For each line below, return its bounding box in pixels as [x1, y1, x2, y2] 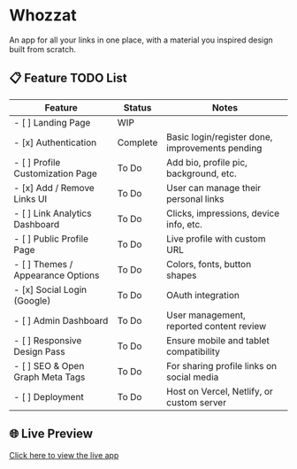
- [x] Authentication [13, 136, 97, 149]
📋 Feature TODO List [9, 71, 127, 86]
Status [123, 101, 152, 113]
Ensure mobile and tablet [166, 334, 270, 346]
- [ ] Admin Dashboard [13, 314, 109, 327]
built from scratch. [9, 43, 77, 54]
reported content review [166, 319, 267, 332]
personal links [166, 192, 225, 204]
